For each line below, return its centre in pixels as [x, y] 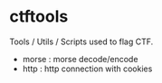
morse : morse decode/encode [80, 59]
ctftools [39, 17]
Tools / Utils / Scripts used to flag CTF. [81, 41]
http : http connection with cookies [87, 69]
